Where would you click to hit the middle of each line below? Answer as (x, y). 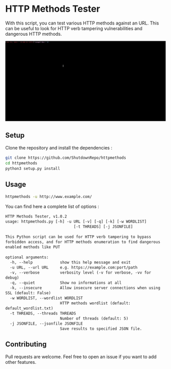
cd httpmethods (21, 163)
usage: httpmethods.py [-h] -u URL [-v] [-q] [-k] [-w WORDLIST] (76, 222)
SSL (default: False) (28, 293)
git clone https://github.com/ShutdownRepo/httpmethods (66, 158)
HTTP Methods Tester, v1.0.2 (36, 217)
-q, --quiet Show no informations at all (66, 283)
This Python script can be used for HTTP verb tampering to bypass (78, 237)
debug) (12, 278)
